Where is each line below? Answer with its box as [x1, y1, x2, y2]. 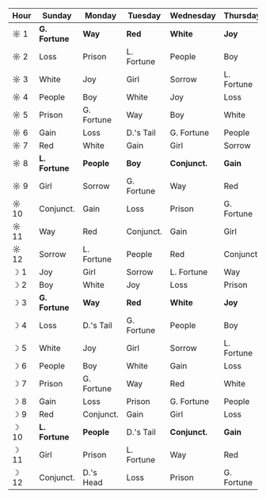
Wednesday [169, 10, 216, 21]
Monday [84, 10, 117, 21]
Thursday [223, 10, 261, 21]
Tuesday [127, 10, 161, 21]
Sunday [42, 10, 72, 21]
